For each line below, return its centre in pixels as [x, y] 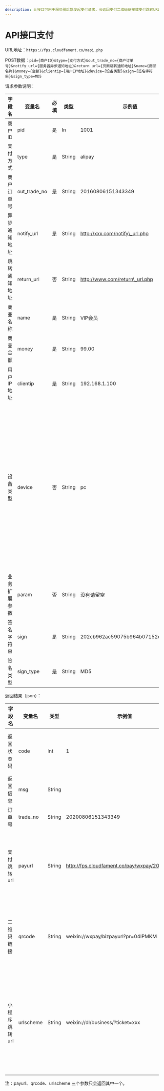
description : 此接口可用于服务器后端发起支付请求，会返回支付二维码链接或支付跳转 [79, 10]
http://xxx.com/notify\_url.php [114, 233]
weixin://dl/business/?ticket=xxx [103, 1022]
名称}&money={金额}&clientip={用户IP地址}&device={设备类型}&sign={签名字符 [79, 71]
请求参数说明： [20, 86]
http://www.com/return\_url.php [117, 279]
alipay [87, 157]
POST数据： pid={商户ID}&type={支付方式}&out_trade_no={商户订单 [69, 60]
